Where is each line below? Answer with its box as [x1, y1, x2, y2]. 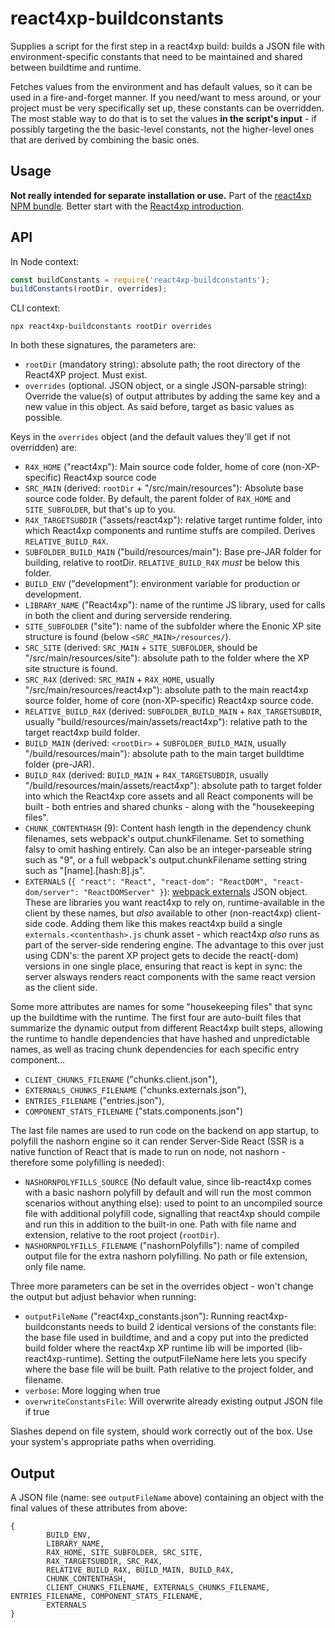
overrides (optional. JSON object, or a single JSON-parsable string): [24, 380, 308, 392]
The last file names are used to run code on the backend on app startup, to [10, 1125, 320, 1137]
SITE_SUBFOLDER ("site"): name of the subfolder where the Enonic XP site [24, 620, 322, 632]
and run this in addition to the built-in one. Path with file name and [24, 1218, 297, 1231]
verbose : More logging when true [24, 1385, 161, 1397]
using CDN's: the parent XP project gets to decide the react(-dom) [24, 950, 299, 962]
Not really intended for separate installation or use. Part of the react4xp [10, 189, 312, 201]
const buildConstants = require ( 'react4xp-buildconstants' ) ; [10, 275, 271, 285]
